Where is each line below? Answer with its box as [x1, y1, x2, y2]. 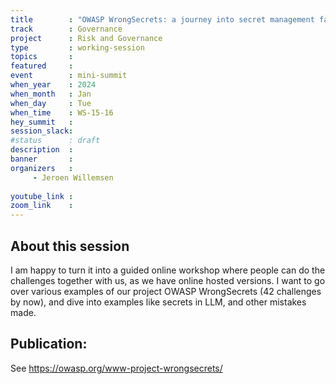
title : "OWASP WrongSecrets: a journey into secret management [10, 14, 315, 25]
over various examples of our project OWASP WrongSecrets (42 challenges [10, 285, 322, 297]
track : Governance [10, 24, 123, 34]
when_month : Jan [10, 89, 92, 99]
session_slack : [10, 126, 74, 136]
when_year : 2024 [10, 80, 97, 90]
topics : [10, 52, 74, 62]
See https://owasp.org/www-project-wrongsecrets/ [10, 362, 223, 374]
